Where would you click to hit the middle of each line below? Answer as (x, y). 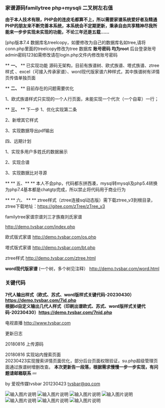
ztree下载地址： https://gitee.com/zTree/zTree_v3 (55, 206)
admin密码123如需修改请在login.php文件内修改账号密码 (61, 55)
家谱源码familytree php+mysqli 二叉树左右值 (59, 7)
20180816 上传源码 (24, 344)
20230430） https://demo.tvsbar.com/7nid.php (62, 312)
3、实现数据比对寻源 (26, 173)
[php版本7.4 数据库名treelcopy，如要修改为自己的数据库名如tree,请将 (76, 43)
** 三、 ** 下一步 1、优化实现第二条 (41, 110)
